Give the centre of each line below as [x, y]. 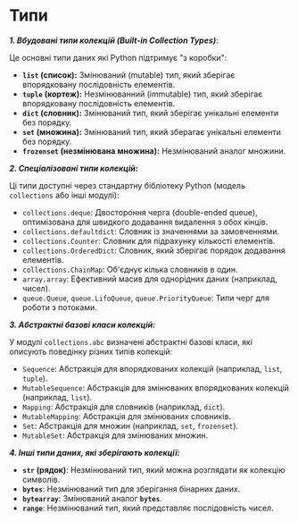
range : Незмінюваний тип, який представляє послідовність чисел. [148, 508]
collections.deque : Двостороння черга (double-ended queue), [140, 212]
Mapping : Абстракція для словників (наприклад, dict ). [124, 407]
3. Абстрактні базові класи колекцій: [83, 324]
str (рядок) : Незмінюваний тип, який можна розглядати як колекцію [153, 469]
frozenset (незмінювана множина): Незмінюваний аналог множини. [154, 151]
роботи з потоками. [60, 307]
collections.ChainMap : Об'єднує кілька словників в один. [130, 269]
